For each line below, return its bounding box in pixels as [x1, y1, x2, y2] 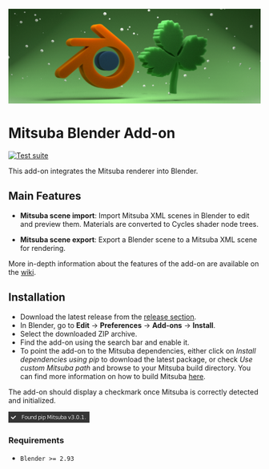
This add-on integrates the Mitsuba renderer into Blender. [8, 166, 199, 176]
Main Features [8, 189, 82, 203]
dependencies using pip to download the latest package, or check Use [19, 354, 254, 364]
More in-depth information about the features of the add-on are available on [8, 258, 259, 269]
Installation [8, 290, 66, 305]
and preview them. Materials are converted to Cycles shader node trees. [19, 219, 259, 228]
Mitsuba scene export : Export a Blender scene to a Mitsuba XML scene [19, 234, 258, 245]
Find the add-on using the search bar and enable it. [19, 338, 190, 347]
